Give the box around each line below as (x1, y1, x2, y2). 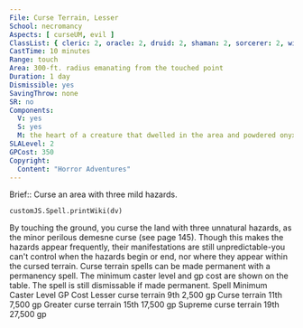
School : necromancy (9, 22, 83, 31)
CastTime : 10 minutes (9, 47, 91, 56)
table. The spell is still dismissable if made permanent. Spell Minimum (9, 280, 268, 291)
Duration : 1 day (9, 72, 70, 81)
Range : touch (9, 55, 59, 64)
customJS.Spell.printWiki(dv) (9, 207, 124, 216)
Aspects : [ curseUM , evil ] (9, 30, 115, 39)
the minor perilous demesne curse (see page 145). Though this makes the (9, 232, 284, 243)
